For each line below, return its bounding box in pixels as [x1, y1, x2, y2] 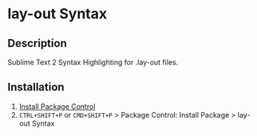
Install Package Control [18, 101, 96, 111]
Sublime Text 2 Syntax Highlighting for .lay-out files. [7, 57, 179, 67]
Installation [7, 80, 65, 94]
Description [7, 37, 67, 50]
